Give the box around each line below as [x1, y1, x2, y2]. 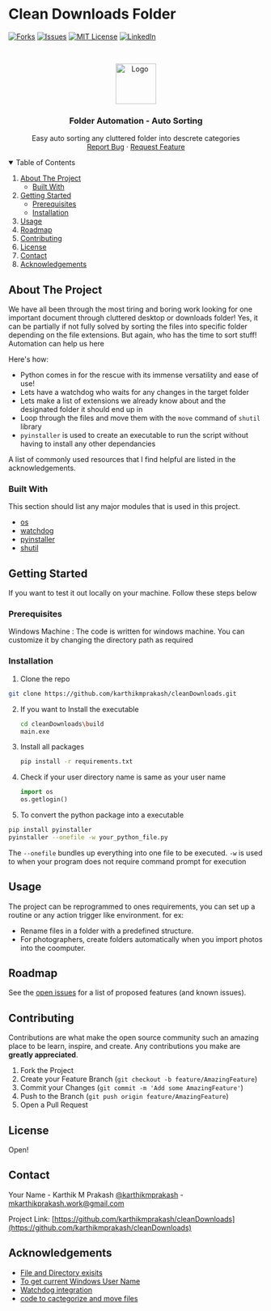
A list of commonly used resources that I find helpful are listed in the [8, 455, 236, 465]
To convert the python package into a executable [19, 810, 184, 820]
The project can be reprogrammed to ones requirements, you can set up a [8, 902, 256, 911]
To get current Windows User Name [19, 1276, 141, 1286]
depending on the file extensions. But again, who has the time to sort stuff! [8, 330, 257, 340]
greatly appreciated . [8, 1050, 78, 1060]
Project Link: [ [8, 1214, 55, 1224]
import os [19, 788, 54, 796]
